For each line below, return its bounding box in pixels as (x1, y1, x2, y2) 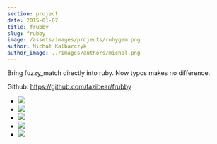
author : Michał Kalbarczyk (7, 43, 87, 50)
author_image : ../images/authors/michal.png (7, 50, 141, 57)
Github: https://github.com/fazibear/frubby (7, 82, 132, 91)
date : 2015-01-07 (7, 17, 59, 24)
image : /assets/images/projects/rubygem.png (7, 37, 141, 44)
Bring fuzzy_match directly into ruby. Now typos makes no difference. (7, 68, 211, 77)
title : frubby (7, 23, 49, 30)
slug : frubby (7, 30, 46, 37)
